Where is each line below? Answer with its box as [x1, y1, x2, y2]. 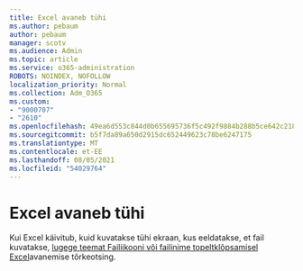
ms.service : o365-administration [9, 64, 135, 73]
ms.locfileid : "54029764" [9, 164, 106, 173]
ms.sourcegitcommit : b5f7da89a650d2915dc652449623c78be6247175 [9, 131, 252, 140]
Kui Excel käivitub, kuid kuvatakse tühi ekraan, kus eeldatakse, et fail [9, 232, 264, 243]
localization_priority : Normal [9, 80, 127, 89]
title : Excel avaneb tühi [9, 13, 106, 23]
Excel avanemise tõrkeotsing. [9, 251, 116, 262]
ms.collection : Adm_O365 [9, 88, 103, 97]
